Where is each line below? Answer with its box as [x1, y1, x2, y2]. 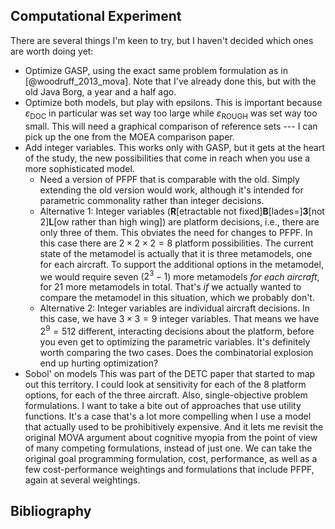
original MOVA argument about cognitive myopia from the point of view [24, 431, 318, 443]
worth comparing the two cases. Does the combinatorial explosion [39, 346, 314, 358]
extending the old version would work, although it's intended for [39, 184, 304, 196]
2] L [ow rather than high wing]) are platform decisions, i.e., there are [39, 215, 320, 228]
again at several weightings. [24, 474, 141, 486]
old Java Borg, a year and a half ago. [24, 85, 177, 98]
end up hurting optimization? [39, 357, 159, 369]
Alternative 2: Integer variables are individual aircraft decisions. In [39, 302, 311, 314]
